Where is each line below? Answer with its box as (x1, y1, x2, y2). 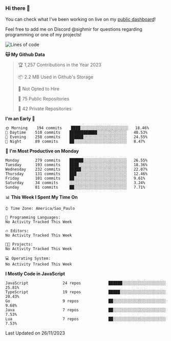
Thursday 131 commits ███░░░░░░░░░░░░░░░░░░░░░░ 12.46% (5, 171, 147, 176)
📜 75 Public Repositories (17, 96, 70, 102)
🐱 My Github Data (5, 51, 45, 58)
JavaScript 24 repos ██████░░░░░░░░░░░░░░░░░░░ (5, 280, 166, 286)
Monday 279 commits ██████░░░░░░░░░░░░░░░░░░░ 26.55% (5, 158, 147, 163)
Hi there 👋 (5, 5, 31, 12)
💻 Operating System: (5, 256, 51, 261)
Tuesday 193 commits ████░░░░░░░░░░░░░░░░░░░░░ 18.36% (5, 163, 147, 168)
